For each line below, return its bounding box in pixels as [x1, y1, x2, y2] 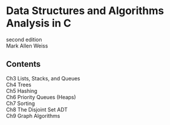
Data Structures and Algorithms [6, 4, 164, 18]
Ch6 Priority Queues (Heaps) [6, 93, 76, 100]
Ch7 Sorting [6, 100, 35, 107]
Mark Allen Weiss [6, 42, 48, 49]
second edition [6, 36, 42, 43]
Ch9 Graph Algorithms [6, 112, 60, 119]
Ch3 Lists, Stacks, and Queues [6, 75, 80, 82]
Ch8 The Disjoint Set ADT [6, 106, 68, 113]
